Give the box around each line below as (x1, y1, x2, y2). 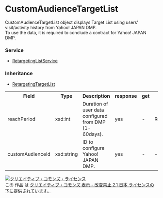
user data (82, 107, 104, 113)
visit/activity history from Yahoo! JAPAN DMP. (5, 24, 97, 30)
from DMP (82, 119, 106, 125)
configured (82, 112, 108, 119)
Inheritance (5, 70, 33, 77)
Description (82, 92, 110, 99)
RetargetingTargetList (12, 81, 55, 87)
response (114, 92, 137, 99)
